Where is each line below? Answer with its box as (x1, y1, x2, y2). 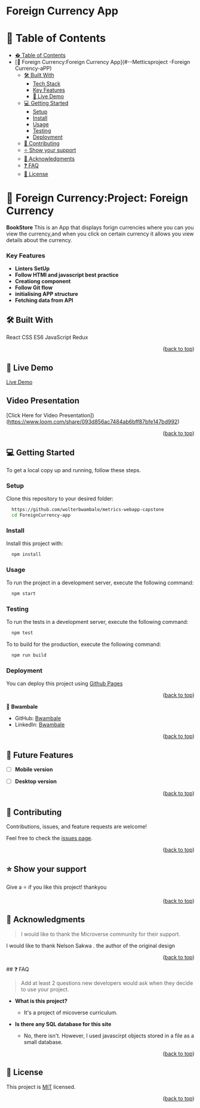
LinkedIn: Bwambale (14, 721, 65, 729)
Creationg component (14, 278, 71, 285)
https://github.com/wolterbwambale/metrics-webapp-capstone (11, 506, 164, 512)
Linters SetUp (14, 265, 50, 273)
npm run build (11, 653, 47, 659)
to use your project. (20, 985, 69, 993)
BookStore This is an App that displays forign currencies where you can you (6, 224, 194, 231)
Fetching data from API (14, 297, 73, 304)
